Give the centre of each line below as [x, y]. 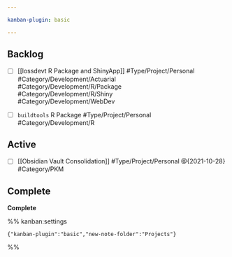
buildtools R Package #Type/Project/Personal [84, 115]
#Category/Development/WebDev [66, 101]
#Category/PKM [41, 169]
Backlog [26, 54]
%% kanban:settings [37, 221]
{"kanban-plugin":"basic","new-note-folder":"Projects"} [92, 235]
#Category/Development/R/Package [70, 86]
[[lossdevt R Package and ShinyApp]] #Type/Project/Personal [106, 71]
